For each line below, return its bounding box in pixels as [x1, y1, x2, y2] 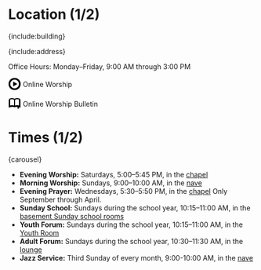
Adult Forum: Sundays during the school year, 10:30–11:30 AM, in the [19, 236, 244, 246]
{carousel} [8, 155, 42, 164]
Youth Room [19, 228, 60, 237]
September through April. [19, 195, 102, 204]
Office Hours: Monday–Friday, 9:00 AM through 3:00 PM [8, 61, 191, 71]
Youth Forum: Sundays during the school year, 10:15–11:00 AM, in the [19, 220, 243, 229]
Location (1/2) [8, 5, 100, 24]
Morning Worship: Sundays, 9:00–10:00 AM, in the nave [19, 178, 202, 188]
